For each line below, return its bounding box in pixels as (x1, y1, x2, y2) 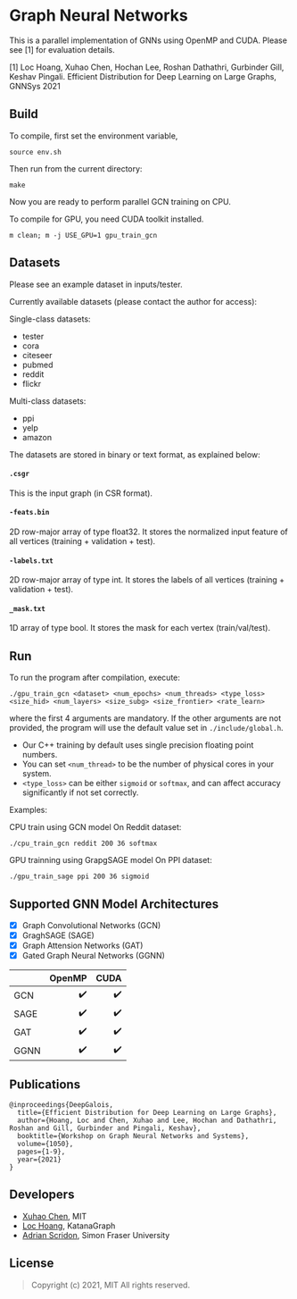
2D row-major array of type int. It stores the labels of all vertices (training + (9, 574, 285, 585)
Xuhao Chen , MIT (21, 1211, 87, 1221)
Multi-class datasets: (9, 395, 87, 406)
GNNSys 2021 (9, 80, 61, 91)
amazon (21, 432, 52, 442)
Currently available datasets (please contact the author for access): (9, 296, 257, 306)
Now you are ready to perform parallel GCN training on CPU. (9, 196, 232, 206)
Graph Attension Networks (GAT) (21, 940, 144, 951)
